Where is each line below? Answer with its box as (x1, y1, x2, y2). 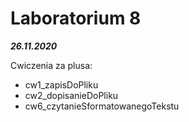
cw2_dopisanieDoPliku (24, 89, 119, 101)
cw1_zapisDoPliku (24, 78, 99, 91)
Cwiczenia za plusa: (10, 59, 93, 71)
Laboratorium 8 (10, 7, 142, 30)
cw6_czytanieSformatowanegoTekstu (24, 100, 180, 112)
